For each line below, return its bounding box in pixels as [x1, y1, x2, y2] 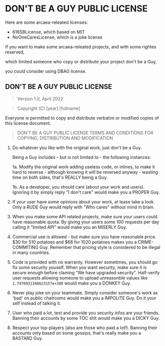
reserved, [5, 49, 25, 55]
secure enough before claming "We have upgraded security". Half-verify [12, 269, 160, 275]
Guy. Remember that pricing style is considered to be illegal [39, 244, 161, 250]
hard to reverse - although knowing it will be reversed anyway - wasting [12, 169, 159, 175]
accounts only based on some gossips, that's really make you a [12, 330, 141, 336]
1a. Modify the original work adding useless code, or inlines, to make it [12, 164, 155, 170]
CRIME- [137, 239, 154, 245]
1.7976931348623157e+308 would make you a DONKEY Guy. [12, 280, 132, 286]
